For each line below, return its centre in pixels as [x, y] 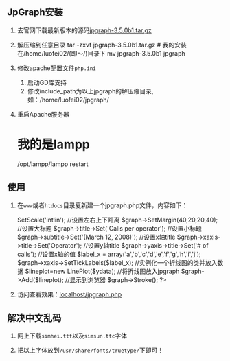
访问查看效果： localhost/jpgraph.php [69, 294]
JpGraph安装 [35, 12]
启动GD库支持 [47, 82]
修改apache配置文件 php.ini [56, 68]
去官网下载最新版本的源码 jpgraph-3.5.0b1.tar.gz [84, 30]
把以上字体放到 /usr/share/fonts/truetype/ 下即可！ [90, 350]
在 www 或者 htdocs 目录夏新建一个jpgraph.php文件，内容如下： [102, 205]
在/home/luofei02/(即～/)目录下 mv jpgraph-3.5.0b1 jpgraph [101, 53]
